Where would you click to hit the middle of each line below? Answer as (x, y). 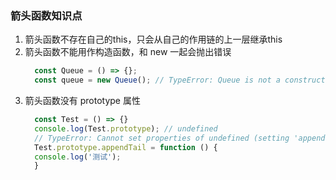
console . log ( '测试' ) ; (78, 157)
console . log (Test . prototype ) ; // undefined (126, 128)
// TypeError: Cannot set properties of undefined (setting (162, 138)
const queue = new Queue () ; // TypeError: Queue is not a (157, 80)
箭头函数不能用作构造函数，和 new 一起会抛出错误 (128, 52)
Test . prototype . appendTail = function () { (126, 147)
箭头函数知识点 (46, 15)
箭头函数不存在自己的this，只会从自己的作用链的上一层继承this (153, 39)
